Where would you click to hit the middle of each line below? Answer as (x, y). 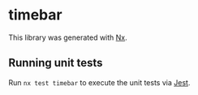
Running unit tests (56, 63)
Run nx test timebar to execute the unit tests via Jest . (99, 82)
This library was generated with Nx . (68, 37)
